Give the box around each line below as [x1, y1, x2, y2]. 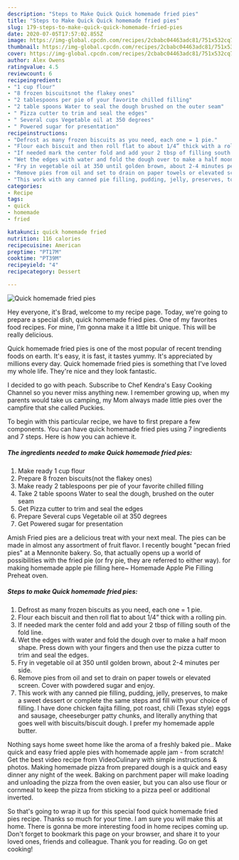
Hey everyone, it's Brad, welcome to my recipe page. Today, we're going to [7, 308, 228, 316]
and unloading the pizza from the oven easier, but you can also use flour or [7, 777, 228, 787]
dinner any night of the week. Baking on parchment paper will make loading [7, 770, 229, 779]
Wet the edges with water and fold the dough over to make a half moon [17, 635, 227, 644]
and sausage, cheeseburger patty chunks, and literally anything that [17, 711, 218, 720]
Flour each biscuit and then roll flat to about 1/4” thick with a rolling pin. [17, 613, 227, 622]
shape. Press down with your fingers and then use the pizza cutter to [17, 643, 221, 651]
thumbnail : [7, 43, 40, 51]
